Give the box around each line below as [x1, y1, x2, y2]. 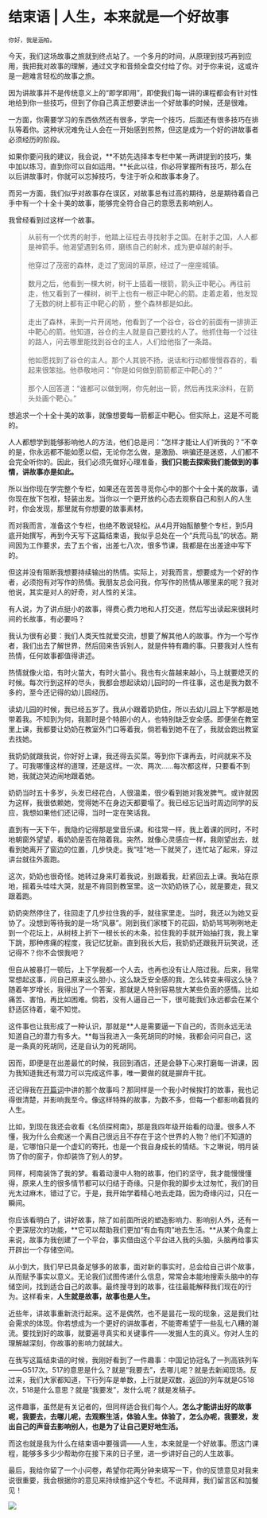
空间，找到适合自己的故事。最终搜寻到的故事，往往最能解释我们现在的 [14, 1281, 245, 1291]
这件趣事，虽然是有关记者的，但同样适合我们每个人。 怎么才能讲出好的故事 [8, 1401, 252, 1412]
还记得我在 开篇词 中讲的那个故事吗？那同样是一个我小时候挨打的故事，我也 [8, 1085, 252, 1094]
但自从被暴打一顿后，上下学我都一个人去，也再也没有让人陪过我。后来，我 [8, 964, 252, 974]
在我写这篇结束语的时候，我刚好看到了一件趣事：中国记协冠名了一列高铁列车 [8, 1355, 259, 1365]
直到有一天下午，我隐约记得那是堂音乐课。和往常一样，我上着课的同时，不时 [8, 824, 259, 834]
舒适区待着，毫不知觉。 [8, 1004, 85, 1014]
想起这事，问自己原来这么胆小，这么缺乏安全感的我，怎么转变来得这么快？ [14, 974, 259, 984]
